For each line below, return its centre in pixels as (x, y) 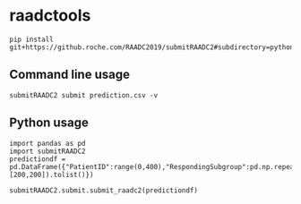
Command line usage (69, 75)
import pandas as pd (48, 143)
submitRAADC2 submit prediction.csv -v (84, 95)
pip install (31, 39)
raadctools (50, 16)
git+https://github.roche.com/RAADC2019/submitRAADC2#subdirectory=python (152, 47)
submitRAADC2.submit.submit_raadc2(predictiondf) (104, 190)
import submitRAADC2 (48, 151)
